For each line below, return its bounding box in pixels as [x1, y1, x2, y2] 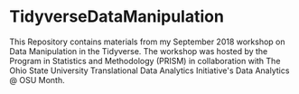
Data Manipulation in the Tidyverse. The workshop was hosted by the [9, 45, 268, 56]
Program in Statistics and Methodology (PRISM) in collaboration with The [9, 55, 281, 66]
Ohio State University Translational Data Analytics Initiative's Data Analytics [9, 65, 290, 76]
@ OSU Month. [9, 74, 65, 85]
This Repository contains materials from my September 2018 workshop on [9, 36, 286, 47]
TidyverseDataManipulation [9, 6, 224, 27]
